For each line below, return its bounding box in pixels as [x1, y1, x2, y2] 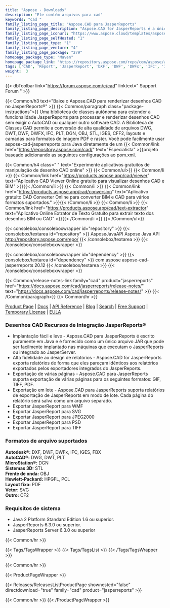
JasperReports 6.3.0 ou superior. [12, 521, 81, 528]
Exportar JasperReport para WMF [12, 403, 83, 409]
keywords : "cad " [5, 17, 42, 22]
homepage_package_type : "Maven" [5, 54, 73, 60]
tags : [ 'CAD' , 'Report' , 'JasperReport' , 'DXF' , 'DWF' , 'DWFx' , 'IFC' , [5, 64, 160, 69]
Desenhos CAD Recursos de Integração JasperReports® [5, 321, 146, 328]
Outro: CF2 [5, 492, 29, 498]
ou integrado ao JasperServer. [12, 349, 76, 355]
